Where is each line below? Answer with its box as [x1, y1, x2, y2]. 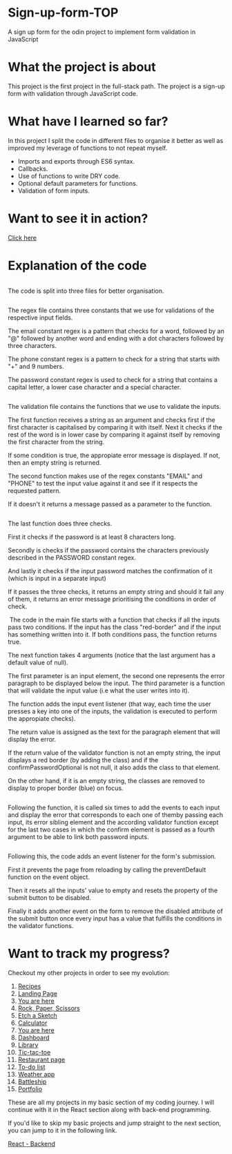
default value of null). [8, 658, 68, 666]
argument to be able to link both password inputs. [8, 832, 149, 840]
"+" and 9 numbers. [8, 362, 64, 370]
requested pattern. [8, 486, 61, 494]
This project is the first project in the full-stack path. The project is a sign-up [8, 81, 225, 90]
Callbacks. [17, 164, 48, 173]
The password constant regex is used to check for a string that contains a [8, 375, 218, 384]
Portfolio [17, 1084, 43, 1093]
